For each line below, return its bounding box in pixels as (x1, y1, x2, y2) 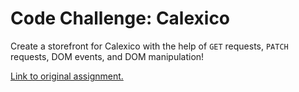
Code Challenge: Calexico (10, 7, 231, 30)
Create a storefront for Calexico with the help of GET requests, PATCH (10, 40, 289, 52)
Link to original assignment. (10, 70, 124, 82)
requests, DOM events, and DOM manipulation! (10, 50, 205, 62)
